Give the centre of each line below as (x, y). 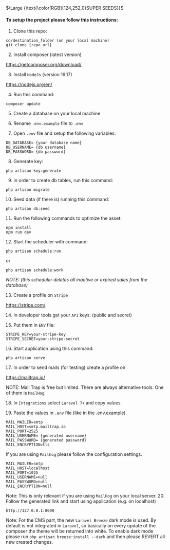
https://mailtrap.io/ (25, 378)
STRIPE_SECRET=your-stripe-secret (43, 339)
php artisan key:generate (33, 171)
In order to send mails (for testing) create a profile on (69, 367)
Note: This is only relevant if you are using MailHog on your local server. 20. (85, 496)
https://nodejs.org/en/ (29, 84)
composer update (23, 104)
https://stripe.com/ (26, 305)
